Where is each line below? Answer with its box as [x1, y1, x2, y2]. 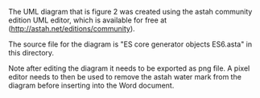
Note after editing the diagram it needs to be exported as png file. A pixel [8, 63, 250, 73]
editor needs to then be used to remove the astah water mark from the [8, 72, 241, 81]
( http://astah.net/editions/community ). [8, 24, 135, 33]
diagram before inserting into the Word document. [8, 80, 175, 90]
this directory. [8, 48, 55, 57]
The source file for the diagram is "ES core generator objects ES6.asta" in [8, 39, 253, 49]
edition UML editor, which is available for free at [8, 15, 167, 25]
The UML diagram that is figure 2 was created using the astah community [8, 7, 253, 16]
